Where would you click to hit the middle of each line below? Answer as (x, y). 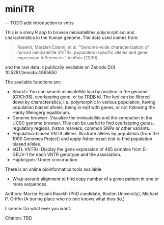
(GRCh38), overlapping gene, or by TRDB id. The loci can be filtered (81, 97)
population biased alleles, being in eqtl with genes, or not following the (83, 107)
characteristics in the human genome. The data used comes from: (72, 37)
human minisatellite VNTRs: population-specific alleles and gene (82, 52)
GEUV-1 (20, 154)
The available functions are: (33, 82)
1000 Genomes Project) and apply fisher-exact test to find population (82, 139)
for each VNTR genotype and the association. (75, 154)
